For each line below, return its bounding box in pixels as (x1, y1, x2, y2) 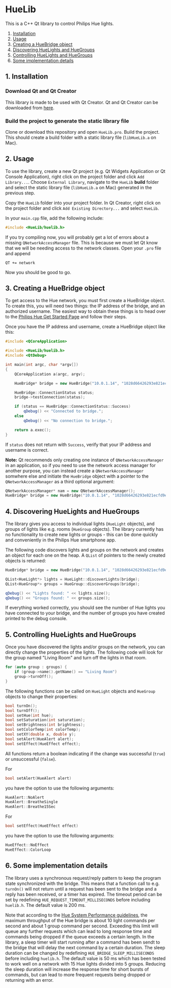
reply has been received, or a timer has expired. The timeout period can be (5, 891, 162, 897)
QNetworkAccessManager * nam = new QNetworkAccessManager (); (5, 488, 136, 493)
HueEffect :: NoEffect (5, 843, 49, 848)
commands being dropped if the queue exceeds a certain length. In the (5, 933, 154, 940)
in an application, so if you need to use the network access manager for (5, 462, 156, 468)
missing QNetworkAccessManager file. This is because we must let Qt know (5, 239, 158, 245)
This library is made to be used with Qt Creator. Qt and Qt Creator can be (5, 99, 159, 105)
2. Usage (5, 155, 34, 163)
